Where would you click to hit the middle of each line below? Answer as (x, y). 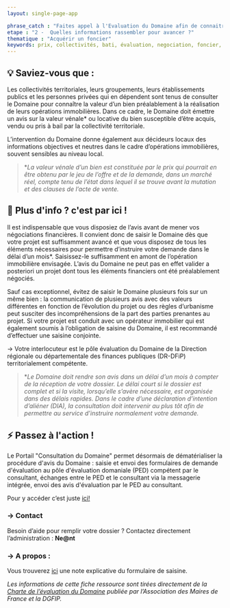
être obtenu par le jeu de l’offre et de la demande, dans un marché (118, 174)
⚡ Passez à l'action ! (51, 436)
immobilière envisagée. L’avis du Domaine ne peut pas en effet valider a (108, 263)
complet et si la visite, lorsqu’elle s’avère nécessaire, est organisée (118, 391)
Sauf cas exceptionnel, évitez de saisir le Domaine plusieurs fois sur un (107, 291)
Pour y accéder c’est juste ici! (49, 498)
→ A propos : (29, 556)
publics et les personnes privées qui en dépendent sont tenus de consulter (113, 96)
